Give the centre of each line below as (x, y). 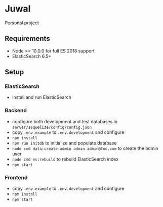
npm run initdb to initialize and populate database (64, 143)
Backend (16, 111)
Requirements (27, 39)
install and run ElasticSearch (42, 97)
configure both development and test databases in (65, 121)
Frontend (16, 177)
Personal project (22, 23)
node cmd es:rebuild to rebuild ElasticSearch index (65, 159)
